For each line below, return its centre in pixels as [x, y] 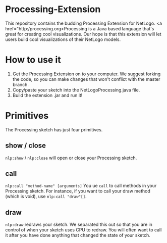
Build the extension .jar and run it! [47, 95]
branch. [21, 84]
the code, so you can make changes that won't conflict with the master [86, 79]
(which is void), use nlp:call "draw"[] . [46, 197]
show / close [26, 146]
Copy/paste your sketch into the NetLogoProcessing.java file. [76, 90]
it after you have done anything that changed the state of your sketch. [78, 235]
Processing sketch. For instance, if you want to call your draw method [78, 191]
